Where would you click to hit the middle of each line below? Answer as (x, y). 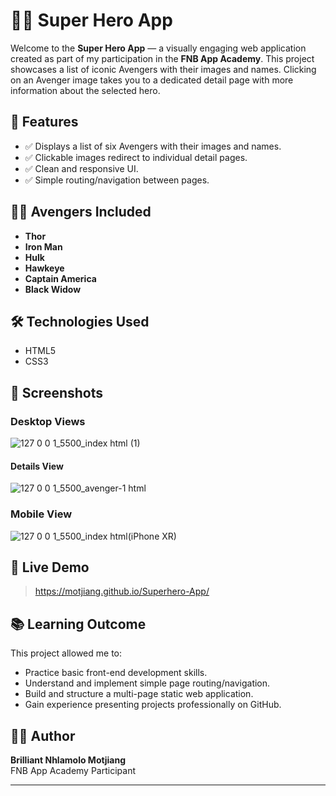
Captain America (60, 278)
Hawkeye (44, 268)
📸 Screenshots (57, 392)
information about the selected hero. (85, 90)
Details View (37, 466)
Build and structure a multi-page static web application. (139, 694)
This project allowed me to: (66, 653)
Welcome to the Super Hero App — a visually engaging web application (158, 48)
